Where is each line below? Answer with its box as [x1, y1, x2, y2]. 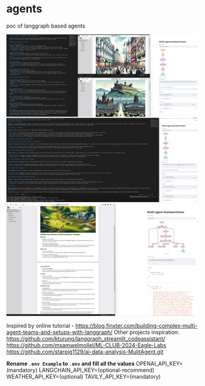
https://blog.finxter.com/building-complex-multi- [75, 322, 198, 329]
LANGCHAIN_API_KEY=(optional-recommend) [38, 366, 154, 374]
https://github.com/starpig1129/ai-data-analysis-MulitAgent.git [6, 348, 164, 355]
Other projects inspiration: [113, 328, 180, 336]
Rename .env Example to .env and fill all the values [6, 360, 135, 367]
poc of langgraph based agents [6, 22, 85, 29]
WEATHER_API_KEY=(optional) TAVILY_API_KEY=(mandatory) [6, 373, 161, 380]
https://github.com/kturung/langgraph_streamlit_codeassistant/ [6, 335, 166, 342]
